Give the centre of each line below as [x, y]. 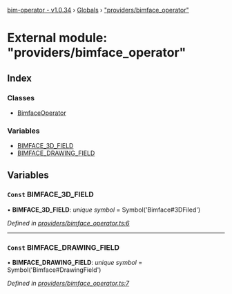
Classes [21, 98]
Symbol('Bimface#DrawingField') [54, 270]
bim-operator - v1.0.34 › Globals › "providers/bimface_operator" [98, 10]
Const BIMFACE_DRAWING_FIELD [63, 247]
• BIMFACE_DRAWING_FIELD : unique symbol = [75, 263]
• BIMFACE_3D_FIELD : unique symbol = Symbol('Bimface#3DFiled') [104, 210]
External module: [57, 38]
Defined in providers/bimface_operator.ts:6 [68, 223]
